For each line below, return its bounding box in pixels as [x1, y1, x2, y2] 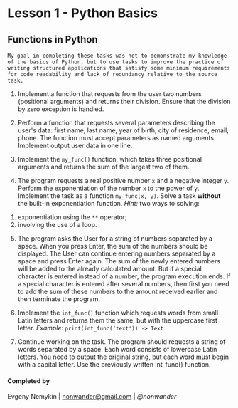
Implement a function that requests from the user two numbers [17, 90, 202, 98]
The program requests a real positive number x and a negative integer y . [17, 177, 229, 184]
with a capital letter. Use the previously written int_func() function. [17, 360, 211, 368]
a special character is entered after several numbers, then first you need [17, 280, 229, 288]
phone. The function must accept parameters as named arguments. [17, 134, 216, 142]
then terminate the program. [17, 295, 101, 303]
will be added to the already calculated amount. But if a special [17, 265, 202, 273]
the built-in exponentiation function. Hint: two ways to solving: [17, 199, 200, 207]
